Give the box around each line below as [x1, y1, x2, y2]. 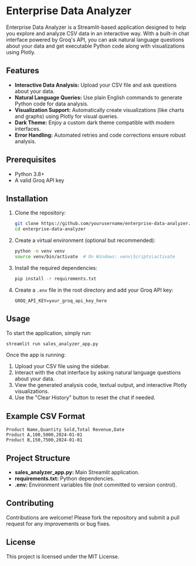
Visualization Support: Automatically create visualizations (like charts [14, 106, 185, 113]
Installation [6, 193, 48, 204]
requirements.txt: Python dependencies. [14, 475, 115, 482]
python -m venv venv [14, 249, 65, 254]
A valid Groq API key [14, 177, 65, 184]
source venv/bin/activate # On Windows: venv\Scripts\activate [14, 254, 175, 260]
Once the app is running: [6, 352, 66, 359]
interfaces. [14, 125, 41, 132]
